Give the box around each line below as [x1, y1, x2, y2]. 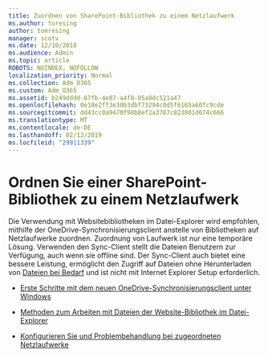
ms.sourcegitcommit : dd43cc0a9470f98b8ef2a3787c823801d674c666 [8, 109, 225, 117]
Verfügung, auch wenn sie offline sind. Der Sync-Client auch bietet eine [8, 250, 246, 261]
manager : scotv [8, 34, 59, 43]
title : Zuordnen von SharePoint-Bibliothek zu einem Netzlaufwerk [8, 11, 235, 20]
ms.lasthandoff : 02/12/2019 [8, 131, 103, 139]
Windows [19, 292, 51, 302]
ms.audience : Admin [8, 49, 74, 57]
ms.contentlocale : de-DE [8, 124, 91, 132]
